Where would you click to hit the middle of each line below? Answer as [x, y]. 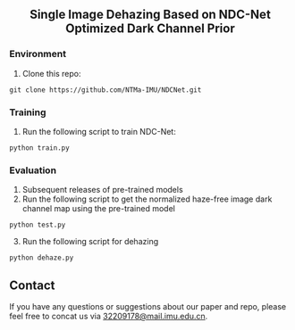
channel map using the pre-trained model [99, 209]
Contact [32, 285]
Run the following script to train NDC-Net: [99, 131]
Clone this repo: [51, 73]
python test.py [38, 225]
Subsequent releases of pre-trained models [102, 190]
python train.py [39, 148]
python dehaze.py [42, 258]
